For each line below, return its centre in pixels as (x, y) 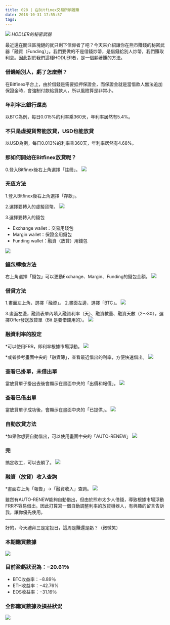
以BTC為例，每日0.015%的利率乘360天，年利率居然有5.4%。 (69, 116)
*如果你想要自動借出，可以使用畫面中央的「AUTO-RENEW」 (68, 436)
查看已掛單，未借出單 (31, 371)
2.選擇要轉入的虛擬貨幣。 (32, 206)
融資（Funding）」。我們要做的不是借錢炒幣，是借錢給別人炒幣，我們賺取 (89, 52)
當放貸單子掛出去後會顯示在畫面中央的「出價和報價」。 (62, 384)
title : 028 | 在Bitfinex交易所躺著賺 (42, 10)
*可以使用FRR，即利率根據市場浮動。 (44, 346)
